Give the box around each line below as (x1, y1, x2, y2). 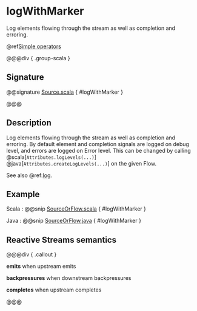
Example (6, 189, 40, 199)
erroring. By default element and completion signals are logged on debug (6, 140, 190, 147)
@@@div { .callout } (6, 251, 57, 258)
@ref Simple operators (6, 43, 62, 50)
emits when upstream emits (6, 263, 76, 270)
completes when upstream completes (6, 286, 102, 293)
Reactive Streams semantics (6, 234, 117, 245)
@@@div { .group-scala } (6, 54, 71, 61)
